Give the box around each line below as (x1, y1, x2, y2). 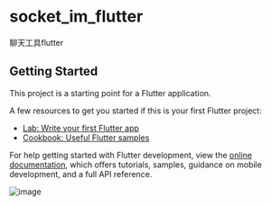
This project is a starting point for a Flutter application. (9, 87, 211, 98)
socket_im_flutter (9, 6, 144, 27)
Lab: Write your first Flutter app (22, 122, 140, 133)
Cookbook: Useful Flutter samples (22, 132, 150, 143)
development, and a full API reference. (9, 168, 153, 179)
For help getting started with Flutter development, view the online (9, 149, 253, 160)
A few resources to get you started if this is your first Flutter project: (9, 105, 262, 116)
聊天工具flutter (9, 37, 64, 48)
